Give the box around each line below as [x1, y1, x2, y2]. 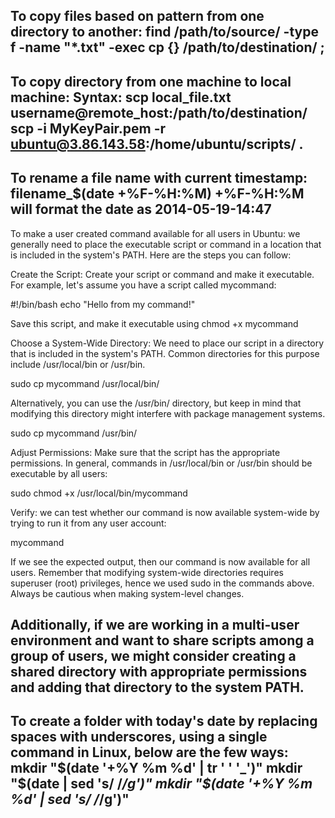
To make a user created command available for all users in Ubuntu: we [10, 227, 301, 239]
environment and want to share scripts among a [10, 632, 315, 649]
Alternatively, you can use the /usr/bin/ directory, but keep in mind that [10, 397, 302, 409]
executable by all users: [10, 467, 108, 479]
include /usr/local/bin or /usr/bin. [10, 358, 146, 370]
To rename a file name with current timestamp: [10, 170, 308, 187]
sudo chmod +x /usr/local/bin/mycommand [10, 487, 188, 499]
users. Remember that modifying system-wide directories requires [10, 566, 284, 578]
